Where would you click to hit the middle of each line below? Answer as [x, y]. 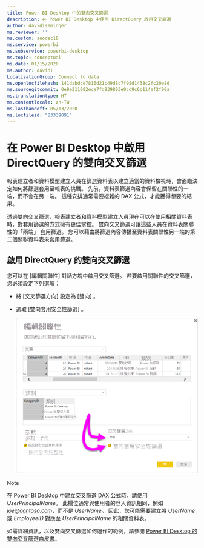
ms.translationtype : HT [37, 96]
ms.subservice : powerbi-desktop [48, 52]
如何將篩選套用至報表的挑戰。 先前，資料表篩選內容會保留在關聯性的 [97, 189]
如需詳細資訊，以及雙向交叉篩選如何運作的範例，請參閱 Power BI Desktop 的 [102, 531]
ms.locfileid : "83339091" [39, 115]
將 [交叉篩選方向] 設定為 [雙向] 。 [57, 296]
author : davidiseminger [37, 25]
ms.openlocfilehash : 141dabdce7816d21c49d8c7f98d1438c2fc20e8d [88, 83]
